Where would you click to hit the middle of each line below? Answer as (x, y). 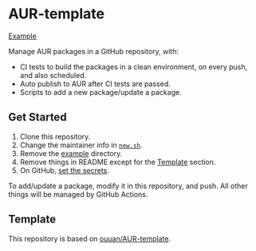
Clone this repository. (55, 136)
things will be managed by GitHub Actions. (78, 194)
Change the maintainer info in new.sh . (81, 145)
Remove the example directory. (71, 153)
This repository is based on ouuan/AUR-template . (90, 238)
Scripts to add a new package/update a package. (100, 92)
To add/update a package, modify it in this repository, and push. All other (128, 186)
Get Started (37, 118)
